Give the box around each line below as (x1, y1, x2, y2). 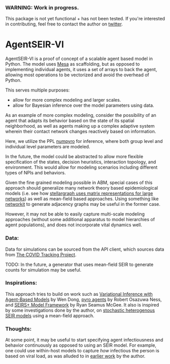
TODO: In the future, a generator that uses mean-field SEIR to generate (5, 261, 154, 267)
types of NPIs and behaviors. (5, 170, 66, 176)
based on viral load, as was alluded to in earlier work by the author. (5, 353, 146, 359)
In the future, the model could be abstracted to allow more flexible (5, 154, 144, 160)
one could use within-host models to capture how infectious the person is (5, 348, 160, 354)
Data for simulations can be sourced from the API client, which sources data (5, 246, 164, 252)
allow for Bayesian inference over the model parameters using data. (12, 102, 154, 108)
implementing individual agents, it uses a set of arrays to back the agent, (5, 67, 157, 73)
